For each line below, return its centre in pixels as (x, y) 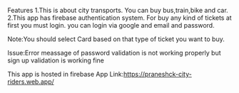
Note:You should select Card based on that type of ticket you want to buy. (116, 39)
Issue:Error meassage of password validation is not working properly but (114, 53)
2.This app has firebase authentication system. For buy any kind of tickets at (119, 18)
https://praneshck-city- (158, 74)
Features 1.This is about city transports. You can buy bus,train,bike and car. (118, 10)
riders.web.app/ (31, 82)
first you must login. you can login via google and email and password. (111, 25)
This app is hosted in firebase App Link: (66, 74)
